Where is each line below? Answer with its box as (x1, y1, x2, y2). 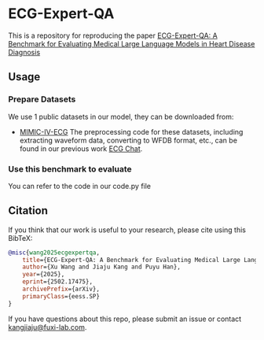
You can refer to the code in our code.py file (8, 181, 152, 190)
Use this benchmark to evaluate (8, 163, 132, 174)
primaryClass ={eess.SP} (22, 292, 101, 300)
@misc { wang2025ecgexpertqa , (8, 249, 101, 257)
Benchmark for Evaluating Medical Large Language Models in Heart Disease (8, 39, 255, 48)
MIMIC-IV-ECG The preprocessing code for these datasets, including (19, 127, 244, 136)
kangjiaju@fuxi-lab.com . (8, 322, 87, 331)
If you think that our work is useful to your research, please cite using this (8, 225, 246, 235)
